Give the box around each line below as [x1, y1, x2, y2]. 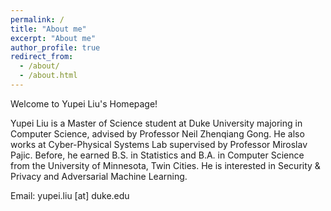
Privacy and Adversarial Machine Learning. [10, 170, 188, 182]
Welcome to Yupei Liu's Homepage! [10, 97, 158, 110]
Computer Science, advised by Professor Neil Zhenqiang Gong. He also [10, 127, 305, 140]
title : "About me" [10, 24, 87, 34]
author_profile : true [10, 42, 101, 53]
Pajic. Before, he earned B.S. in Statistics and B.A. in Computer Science [10, 149, 305, 161]
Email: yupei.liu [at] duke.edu [10, 189, 130, 201]
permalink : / [10, 14, 65, 25]
